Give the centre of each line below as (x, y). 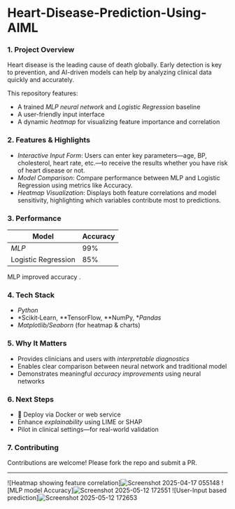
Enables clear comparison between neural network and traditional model (122, 366)
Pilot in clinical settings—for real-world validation (88, 429)
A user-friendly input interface (61, 114)
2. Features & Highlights (49, 140)
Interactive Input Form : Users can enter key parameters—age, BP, (112, 155)
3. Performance (34, 218)
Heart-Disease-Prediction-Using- (107, 13)
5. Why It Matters (37, 344)
